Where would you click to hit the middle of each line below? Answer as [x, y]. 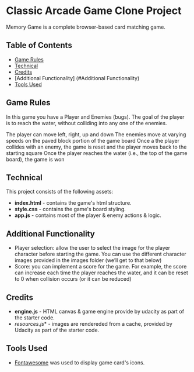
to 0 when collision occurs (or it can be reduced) [73, 279]
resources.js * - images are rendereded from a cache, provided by [94, 324]
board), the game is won [36, 159]
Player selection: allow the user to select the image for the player [92, 248]
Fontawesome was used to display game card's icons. [80, 362]
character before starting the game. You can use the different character [100, 254]
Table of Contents [39, 45]
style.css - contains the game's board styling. [70, 209]
